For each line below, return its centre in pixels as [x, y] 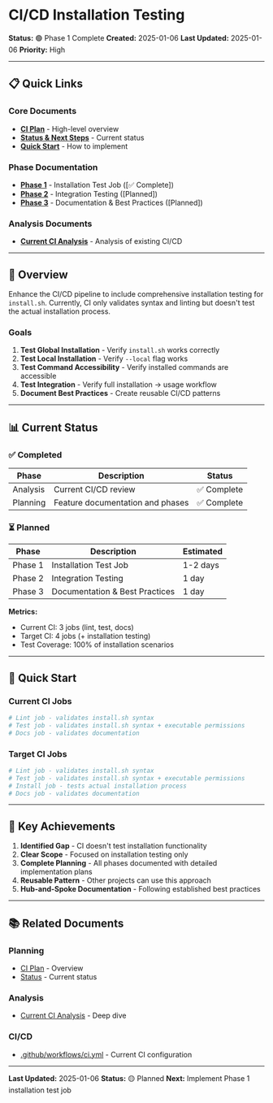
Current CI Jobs [40, 701]
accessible [38, 376]
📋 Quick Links [46, 84]
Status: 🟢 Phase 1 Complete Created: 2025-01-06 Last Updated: [119, 37]
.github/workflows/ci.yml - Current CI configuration [106, 1054]
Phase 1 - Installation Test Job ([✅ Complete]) [97, 185]
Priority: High [42, 50]
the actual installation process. [60, 311]
